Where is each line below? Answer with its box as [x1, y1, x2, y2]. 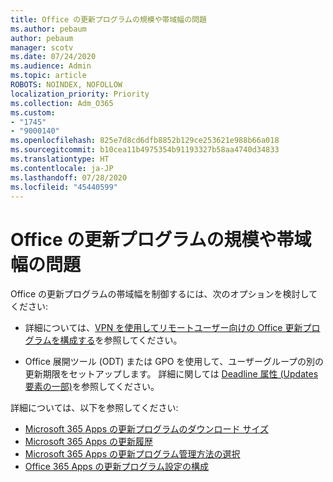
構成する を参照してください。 [59, 334, 183, 346]
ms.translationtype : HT [10, 154, 110, 164]
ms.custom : [10, 107, 56, 118]
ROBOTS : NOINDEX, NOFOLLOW [10, 80, 123, 90]
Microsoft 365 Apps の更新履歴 [24, 436, 153, 448]
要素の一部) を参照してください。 [24, 381, 160, 393]
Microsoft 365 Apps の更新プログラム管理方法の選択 [24, 448, 241, 460]
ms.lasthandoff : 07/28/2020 [10, 172, 128, 183]
